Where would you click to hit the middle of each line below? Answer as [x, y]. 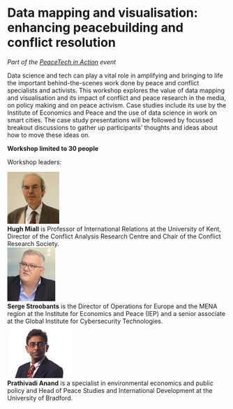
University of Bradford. [40, 398]
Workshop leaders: [35, 162]
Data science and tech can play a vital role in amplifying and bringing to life [115, 76]
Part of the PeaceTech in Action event [62, 62]
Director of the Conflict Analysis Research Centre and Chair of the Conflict [114, 236]
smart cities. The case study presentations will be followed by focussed [110, 120]
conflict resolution [62, 43]
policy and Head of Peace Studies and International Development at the [110, 390]
